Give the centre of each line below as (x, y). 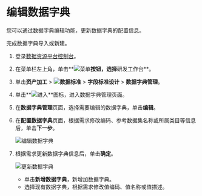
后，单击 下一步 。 (36, 128)
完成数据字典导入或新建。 (38, 43)
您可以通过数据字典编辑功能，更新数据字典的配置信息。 (75, 30)
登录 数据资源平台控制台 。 (47, 56)
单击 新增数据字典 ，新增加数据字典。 (69, 179)
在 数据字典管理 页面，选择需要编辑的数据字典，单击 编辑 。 (87, 107)
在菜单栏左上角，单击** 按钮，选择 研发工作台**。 (85, 69)
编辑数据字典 (39, 12)
